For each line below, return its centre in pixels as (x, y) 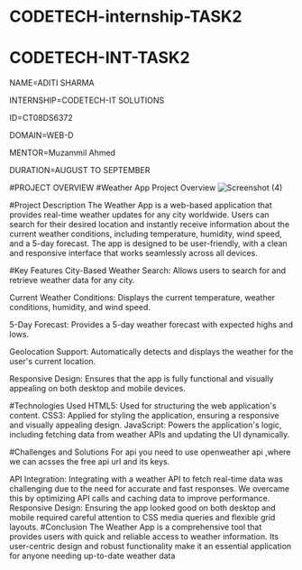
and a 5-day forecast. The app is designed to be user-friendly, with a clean (149, 244)
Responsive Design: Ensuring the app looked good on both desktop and (143, 508)
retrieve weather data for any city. (72, 280)
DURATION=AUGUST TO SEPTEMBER (80, 170)
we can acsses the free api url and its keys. (90, 462)
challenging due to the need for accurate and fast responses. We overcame (150, 489)
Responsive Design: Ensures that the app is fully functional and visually (142, 379)
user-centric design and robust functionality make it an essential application (151, 547)
